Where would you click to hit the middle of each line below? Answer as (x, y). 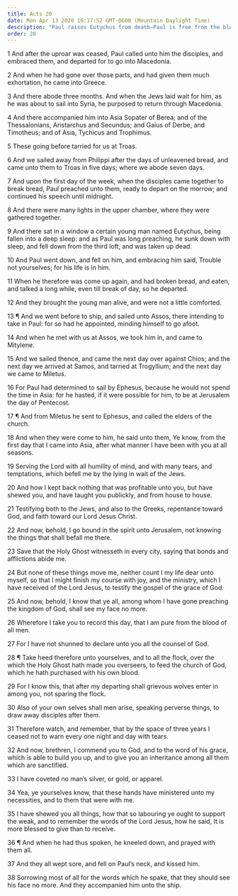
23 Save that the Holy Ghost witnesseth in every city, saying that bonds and (118, 551)
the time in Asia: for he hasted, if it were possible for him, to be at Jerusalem (119, 395)
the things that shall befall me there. (59, 538)
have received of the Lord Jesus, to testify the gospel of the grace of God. (116, 588)
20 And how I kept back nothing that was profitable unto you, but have (110, 488)
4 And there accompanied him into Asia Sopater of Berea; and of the (107, 118)
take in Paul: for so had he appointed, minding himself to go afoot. (103, 324)
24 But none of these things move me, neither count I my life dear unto (110, 573)
